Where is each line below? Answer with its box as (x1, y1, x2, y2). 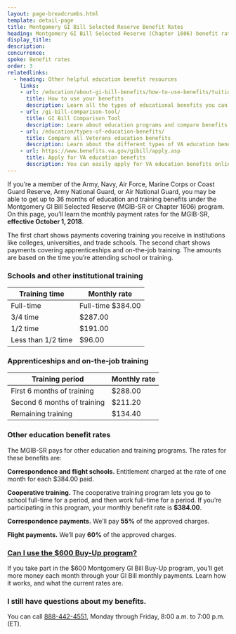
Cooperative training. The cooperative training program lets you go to (7, 488, 211, 496)
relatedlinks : (7, 69, 49, 76)
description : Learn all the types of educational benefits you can (25, 102, 228, 109)
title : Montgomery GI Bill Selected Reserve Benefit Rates (7, 23, 184, 30)
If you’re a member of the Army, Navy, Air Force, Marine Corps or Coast (7, 180, 215, 188)
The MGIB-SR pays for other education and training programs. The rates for (7, 446, 227, 454)
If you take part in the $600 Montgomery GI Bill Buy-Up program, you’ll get (7, 564, 223, 572)
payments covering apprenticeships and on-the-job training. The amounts (7, 245, 222, 254)
